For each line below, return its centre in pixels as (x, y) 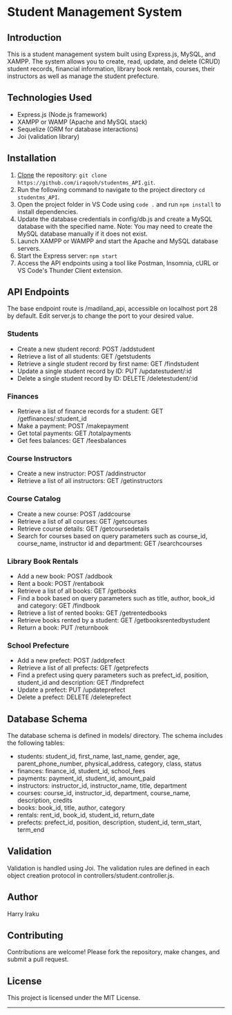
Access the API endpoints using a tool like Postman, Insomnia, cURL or (118, 263)
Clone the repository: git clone (62, 175)
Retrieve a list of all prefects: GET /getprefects (83, 668)
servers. (29, 248)
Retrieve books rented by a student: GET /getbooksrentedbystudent (114, 620)
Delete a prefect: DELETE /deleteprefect (74, 697)
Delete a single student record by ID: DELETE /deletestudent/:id (107, 378)
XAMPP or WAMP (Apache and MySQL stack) (82, 122)
